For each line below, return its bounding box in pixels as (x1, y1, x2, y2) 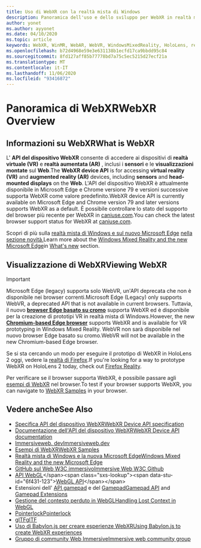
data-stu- (149, 471, 173, 478)
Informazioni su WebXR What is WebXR (6, 138, 155, 148)
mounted (6, 179, 29, 187)
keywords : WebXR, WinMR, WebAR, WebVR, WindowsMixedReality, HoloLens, (6, 43, 188, 49)
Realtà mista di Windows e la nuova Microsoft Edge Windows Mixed (14, 452, 181, 459)
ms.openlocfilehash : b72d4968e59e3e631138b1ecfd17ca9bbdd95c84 (6, 48, 167, 54)
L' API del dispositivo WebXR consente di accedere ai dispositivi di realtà (6, 154, 188, 161)
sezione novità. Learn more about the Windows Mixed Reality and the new (6, 236, 188, 243)
